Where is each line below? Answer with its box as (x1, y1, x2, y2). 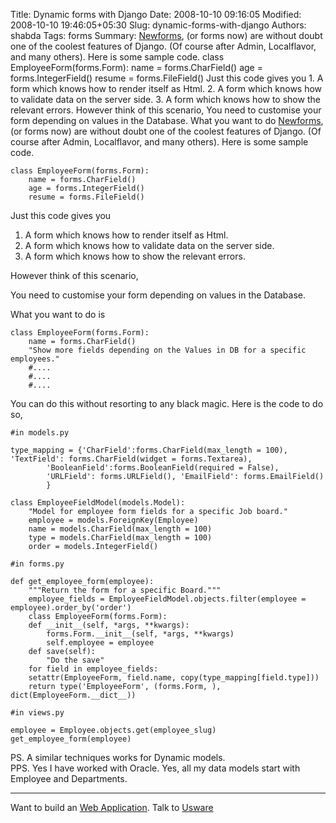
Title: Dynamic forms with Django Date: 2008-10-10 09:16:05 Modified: (10, 9, 302, 20)
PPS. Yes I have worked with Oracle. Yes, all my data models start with (10, 762, 301, 774)
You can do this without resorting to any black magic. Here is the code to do (10, 398, 324, 409)
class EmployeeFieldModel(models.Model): (10, 498, 186, 508)
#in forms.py (10, 559, 65, 569)
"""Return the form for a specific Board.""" (28, 585, 222, 595)
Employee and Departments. (10, 773, 128, 784)
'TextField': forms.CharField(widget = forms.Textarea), (10, 454, 253, 464)
